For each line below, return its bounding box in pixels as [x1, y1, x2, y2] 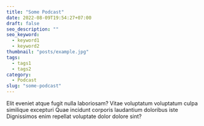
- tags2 [12, 65, 32, 72]
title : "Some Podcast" [6, 9, 64, 15]
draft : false [6, 20, 40, 26]
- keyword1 [12, 37, 40, 43]
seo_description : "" [6, 26, 59, 32]
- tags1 [12, 60, 32, 66]
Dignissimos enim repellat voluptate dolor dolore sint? [6, 113, 142, 120]
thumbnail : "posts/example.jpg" [6, 49, 89, 55]
